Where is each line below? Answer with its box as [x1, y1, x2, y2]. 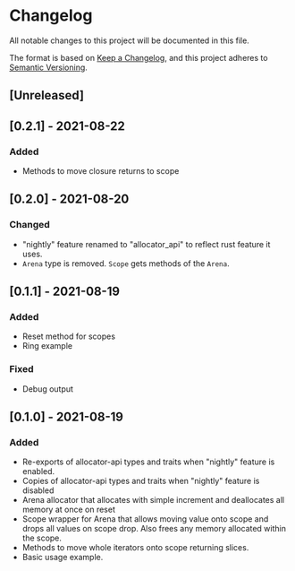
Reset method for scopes [21, 331, 116, 342]
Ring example [21, 341, 73, 351]
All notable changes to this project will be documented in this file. [9, 35, 250, 46]
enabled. [21, 466, 55, 477]
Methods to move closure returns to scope [21, 166, 180, 177]
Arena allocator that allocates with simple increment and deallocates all [21, 495, 284, 506]
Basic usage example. [21, 552, 104, 563]
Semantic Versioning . [9, 62, 88, 73]
